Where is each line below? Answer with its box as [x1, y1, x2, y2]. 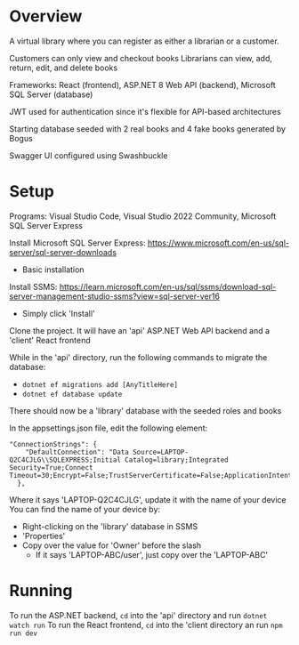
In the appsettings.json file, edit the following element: [9, 423, 208, 433]
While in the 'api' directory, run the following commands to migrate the [9, 351, 268, 362]
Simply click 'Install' [21, 308, 95, 318]
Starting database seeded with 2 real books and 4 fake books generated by [9, 123, 287, 134]
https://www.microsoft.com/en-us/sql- [147, 238, 290, 248]
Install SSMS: [9, 281, 58, 292]
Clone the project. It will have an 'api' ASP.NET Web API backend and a [9, 325, 270, 335]
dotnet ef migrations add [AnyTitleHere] [21, 380, 178, 389]
